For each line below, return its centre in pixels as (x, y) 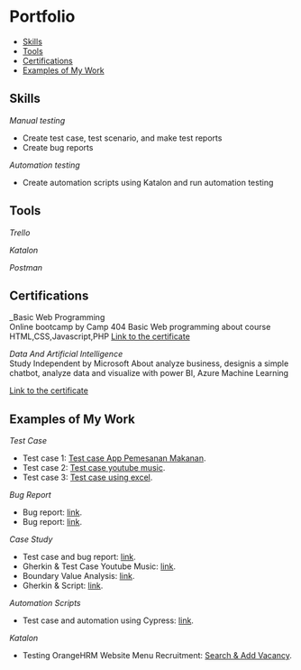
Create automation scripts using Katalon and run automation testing (148, 182)
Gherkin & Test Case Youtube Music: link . (99, 566)
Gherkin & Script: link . (63, 586)
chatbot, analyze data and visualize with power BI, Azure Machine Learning (149, 373)
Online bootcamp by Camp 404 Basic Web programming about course (140, 327)
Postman (26, 267)
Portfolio (42, 17)
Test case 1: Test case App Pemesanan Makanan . (114, 458)
